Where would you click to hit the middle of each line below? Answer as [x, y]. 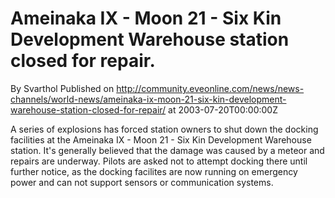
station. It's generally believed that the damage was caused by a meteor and [167, 150]
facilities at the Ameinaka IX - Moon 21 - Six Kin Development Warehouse [161, 139]
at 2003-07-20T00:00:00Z [223, 109]
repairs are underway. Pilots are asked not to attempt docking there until [159, 161]
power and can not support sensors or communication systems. [142, 182]
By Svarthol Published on [62, 88]
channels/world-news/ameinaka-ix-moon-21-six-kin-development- [148, 99]
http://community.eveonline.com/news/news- [210, 88]
